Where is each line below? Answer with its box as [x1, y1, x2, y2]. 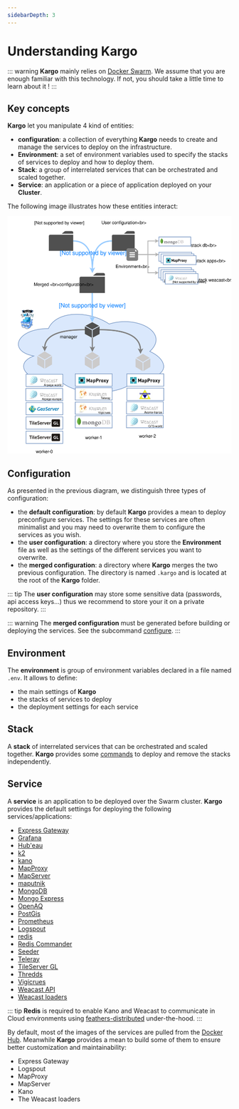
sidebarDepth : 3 [7, 11, 55, 19]
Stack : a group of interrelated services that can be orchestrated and [17, 165, 218, 174]
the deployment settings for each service [17, 702, 139, 711]
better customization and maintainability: [7, 1043, 127, 1051]
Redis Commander [17, 939, 73, 948]
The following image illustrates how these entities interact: [7, 202, 179, 210]
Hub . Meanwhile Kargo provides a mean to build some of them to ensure [7, 1035, 221, 1044]
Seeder [17, 947, 40, 956]
